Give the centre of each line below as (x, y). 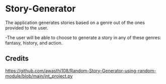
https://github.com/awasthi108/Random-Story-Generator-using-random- (81, 70)
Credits (17, 59)
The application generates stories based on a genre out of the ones (75, 22)
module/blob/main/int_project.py (39, 76)
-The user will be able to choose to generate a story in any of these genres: (83, 37)
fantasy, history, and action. (34, 42)
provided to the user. (27, 27)
